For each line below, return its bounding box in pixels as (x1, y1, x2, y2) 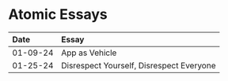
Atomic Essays (8, 6, 108, 24)
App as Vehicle (61, 47, 117, 58)
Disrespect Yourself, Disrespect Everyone (61, 60, 216, 71)
